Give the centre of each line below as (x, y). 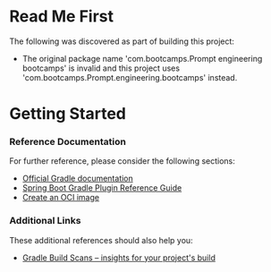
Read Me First (62, 17)
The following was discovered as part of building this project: (122, 41)
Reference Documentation (68, 142)
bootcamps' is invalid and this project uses (101, 68)
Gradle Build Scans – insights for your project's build (119, 258)
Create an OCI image (61, 198)
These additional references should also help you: (102, 240)
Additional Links (45, 221)
